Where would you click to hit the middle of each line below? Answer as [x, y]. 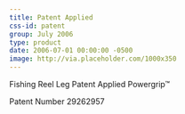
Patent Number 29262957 [57, 102]
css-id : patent [37, 26]
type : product [36, 42]
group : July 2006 [41, 34]
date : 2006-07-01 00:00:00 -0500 [71, 51]
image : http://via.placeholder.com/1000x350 [93, 59]
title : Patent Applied [51, 17]
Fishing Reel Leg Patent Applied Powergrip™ [90, 84]
